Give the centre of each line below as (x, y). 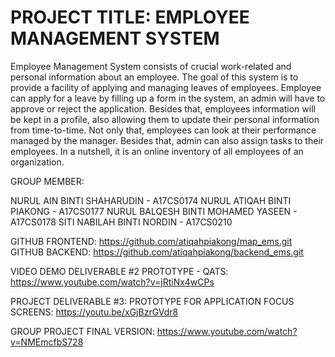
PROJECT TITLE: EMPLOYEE (130, 17)
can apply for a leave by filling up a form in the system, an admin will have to (168, 98)
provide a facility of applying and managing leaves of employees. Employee (166, 87)
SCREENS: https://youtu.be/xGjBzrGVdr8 (94, 312)
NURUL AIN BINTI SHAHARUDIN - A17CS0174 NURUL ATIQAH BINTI (151, 200)
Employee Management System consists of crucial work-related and (151, 66)
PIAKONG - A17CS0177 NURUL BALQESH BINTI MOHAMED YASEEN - (154, 211)
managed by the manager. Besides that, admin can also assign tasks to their (167, 140)
